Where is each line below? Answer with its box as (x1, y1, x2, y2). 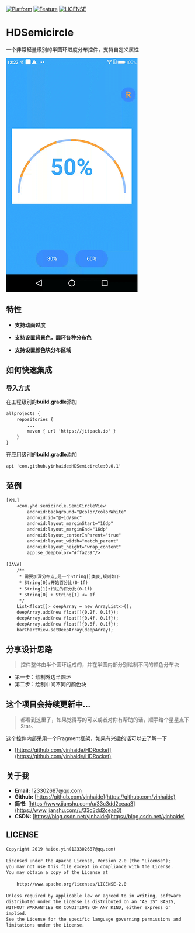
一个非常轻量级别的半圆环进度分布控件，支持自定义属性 (6, 46, 139, 53)
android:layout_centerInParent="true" (27, 533, 121, 538)
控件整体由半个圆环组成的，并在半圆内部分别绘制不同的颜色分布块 (20, 661, 179, 668)
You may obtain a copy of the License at (6, 869, 109, 875)
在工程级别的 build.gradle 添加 (6, 398, 78, 406)
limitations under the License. (6, 922, 85, 928)
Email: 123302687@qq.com (14, 787, 82, 794)
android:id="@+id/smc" (27, 515, 82, 521)
